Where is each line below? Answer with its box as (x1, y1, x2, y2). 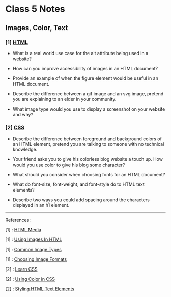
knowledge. (12, 146, 38, 153)
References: (5, 217, 31, 223)
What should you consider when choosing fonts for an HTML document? (12, 172, 165, 178)
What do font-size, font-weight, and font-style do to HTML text (12, 181, 145, 187)
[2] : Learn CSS (5, 266, 38, 273)
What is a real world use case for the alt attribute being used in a (12, 50, 149, 56)
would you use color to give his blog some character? (12, 161, 125, 168)
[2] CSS (5, 124, 25, 131)
